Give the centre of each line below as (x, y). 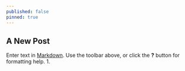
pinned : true (22, 17)
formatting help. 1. (28, 62)
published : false (28, 12)
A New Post (28, 41)
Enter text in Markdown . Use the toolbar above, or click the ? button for (93, 55)
